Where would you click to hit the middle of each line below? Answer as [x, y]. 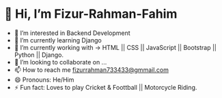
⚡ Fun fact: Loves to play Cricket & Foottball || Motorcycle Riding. [106, 87]
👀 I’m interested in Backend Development [72, 33]
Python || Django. [39, 55]
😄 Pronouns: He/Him [44, 79]
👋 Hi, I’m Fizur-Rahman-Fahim [91, 14]
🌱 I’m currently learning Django [58, 40]
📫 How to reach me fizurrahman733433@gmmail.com [92, 70]
